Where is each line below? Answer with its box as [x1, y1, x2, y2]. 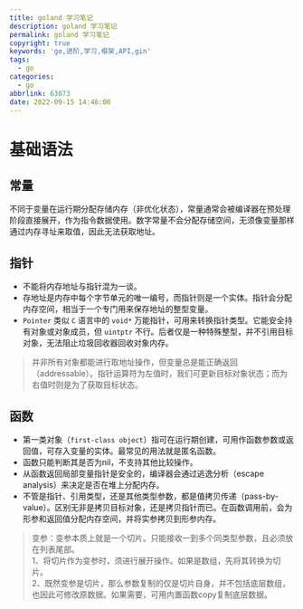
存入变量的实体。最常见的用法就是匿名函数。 [53, 445, 222, 456]
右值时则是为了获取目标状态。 [31, 379, 143, 390]
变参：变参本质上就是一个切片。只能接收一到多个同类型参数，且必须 [31, 533, 286, 543]
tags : [9, 55, 30, 64]
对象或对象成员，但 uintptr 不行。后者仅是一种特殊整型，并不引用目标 [30, 327, 294, 338]
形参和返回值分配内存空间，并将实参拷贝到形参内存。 [22, 513, 222, 524]
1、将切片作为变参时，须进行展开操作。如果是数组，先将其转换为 [31, 556, 273, 566]
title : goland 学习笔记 [9, 13, 93, 23]
